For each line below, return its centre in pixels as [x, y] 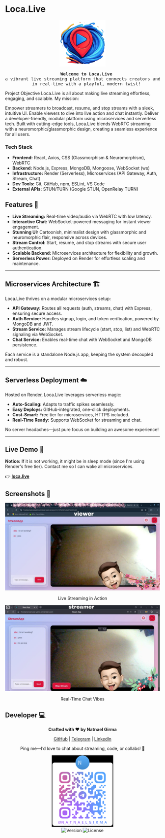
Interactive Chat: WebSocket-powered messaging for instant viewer [82, 222]
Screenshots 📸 [28, 494]
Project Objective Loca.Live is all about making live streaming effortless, [78, 93]
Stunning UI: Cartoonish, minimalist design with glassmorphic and [79, 232]
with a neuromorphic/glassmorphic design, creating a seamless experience [81, 129]
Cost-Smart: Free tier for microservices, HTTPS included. [71, 414]
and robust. [17, 359]
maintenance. [26, 264]
